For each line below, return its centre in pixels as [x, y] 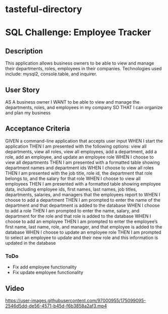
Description [24, 51]
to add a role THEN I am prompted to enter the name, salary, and [72, 210]
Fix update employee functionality [48, 273]
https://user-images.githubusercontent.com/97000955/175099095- [76, 300]
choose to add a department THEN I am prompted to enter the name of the [83, 200]
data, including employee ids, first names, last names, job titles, [71, 189]
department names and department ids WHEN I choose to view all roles [79, 167]
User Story [22, 90]
